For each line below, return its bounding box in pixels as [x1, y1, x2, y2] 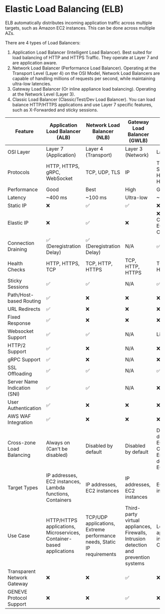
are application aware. [12, 60, 57, 66]
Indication [7, 384, 30, 391]
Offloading [7, 370, 32, 377]
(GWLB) [129, 137, 148, 144]
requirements [85, 550, 116, 557]
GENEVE [7, 588, 27, 595]
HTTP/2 [7, 341, 26, 348]
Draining [7, 245, 27, 252]
